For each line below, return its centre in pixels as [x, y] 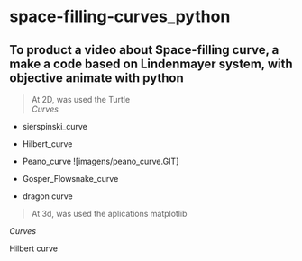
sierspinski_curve [55, 126]
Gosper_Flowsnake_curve [70, 179]
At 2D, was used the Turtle [81, 99]
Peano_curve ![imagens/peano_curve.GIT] [101, 161]
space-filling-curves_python [120, 17]
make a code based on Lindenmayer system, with [151, 63]
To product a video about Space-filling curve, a [144, 50]
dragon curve [48, 196]
